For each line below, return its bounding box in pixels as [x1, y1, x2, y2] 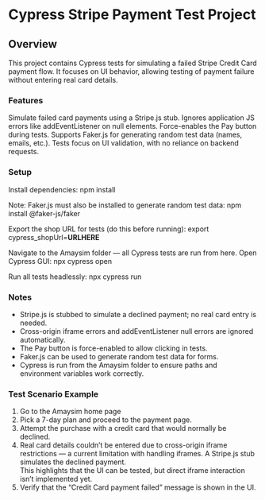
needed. [19, 318, 48, 328]
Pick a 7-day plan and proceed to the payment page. [19, 415, 192, 424]
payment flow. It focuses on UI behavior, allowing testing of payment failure [8, 67, 255, 76]
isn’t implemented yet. [19, 475, 93, 484]
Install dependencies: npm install [8, 184, 116, 194]
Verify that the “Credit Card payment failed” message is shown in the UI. [19, 483, 256, 492]
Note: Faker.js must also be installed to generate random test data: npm [8, 200, 242, 210]
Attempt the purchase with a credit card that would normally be [19, 424, 227, 433]
